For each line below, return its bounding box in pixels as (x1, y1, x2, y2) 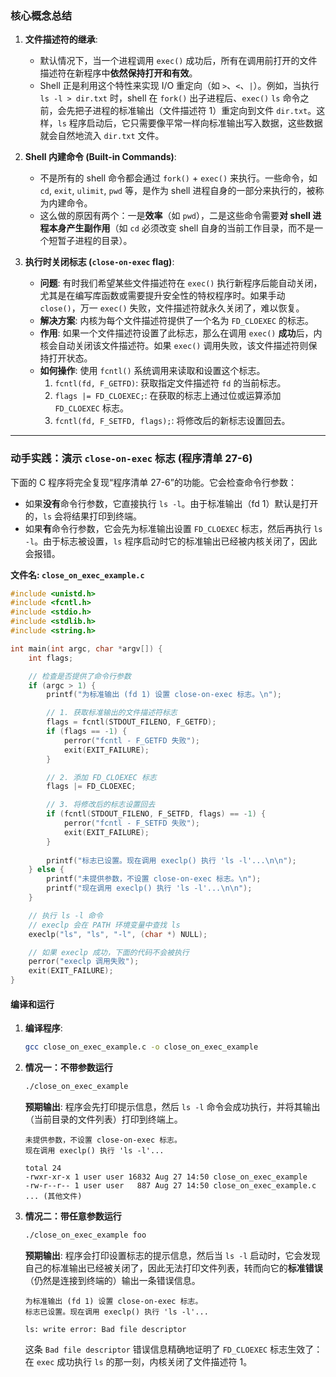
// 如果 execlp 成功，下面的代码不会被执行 (28, 947, 190, 957)
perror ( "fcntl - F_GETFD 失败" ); (63, 735, 200, 746)
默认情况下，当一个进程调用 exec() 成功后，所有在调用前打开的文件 (39, 55, 318, 67)
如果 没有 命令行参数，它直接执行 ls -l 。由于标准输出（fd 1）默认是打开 (24, 497, 319, 509)
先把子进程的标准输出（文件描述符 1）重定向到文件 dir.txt (66, 105, 308, 117)
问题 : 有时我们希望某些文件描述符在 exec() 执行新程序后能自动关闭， (39, 277, 323, 289)
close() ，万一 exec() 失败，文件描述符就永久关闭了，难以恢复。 (39, 302, 305, 314)
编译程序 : (24, 1022, 63, 1034)
